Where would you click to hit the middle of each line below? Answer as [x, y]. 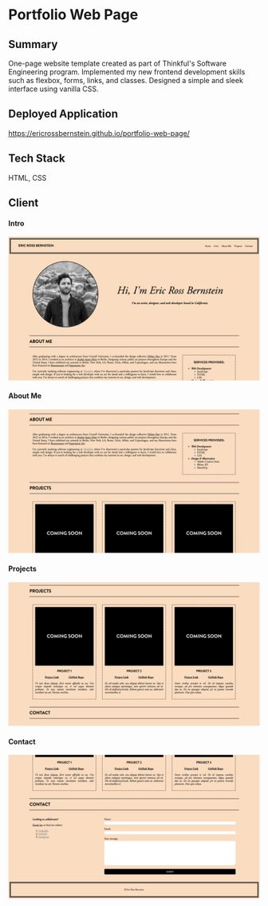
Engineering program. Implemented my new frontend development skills [127, 72]
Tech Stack [37, 159]
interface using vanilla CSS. [53, 89]
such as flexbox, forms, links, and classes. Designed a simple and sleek [126, 80]
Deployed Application [63, 114]
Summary [33, 44]
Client [24, 203]
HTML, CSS [28, 178]
